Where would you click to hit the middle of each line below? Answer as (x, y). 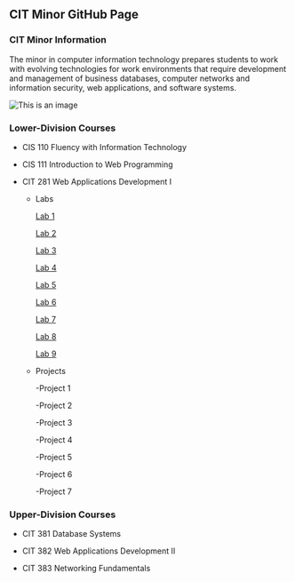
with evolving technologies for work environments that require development (148, 68)
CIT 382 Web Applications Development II (99, 551)
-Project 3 (54, 422)
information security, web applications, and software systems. (123, 87)
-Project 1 (53, 388)
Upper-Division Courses (63, 514)
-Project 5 (54, 457)
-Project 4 (54, 440)
